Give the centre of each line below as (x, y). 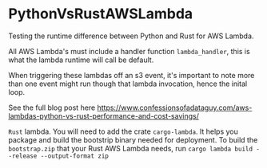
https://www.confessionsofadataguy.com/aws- (175, 107)
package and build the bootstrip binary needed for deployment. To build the (133, 139)
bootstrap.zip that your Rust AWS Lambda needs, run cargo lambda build (131, 148)
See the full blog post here (52, 107)
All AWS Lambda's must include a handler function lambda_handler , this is (129, 51)
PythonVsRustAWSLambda (101, 14)
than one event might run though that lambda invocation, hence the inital (128, 84)
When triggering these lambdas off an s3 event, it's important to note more (132, 75)
